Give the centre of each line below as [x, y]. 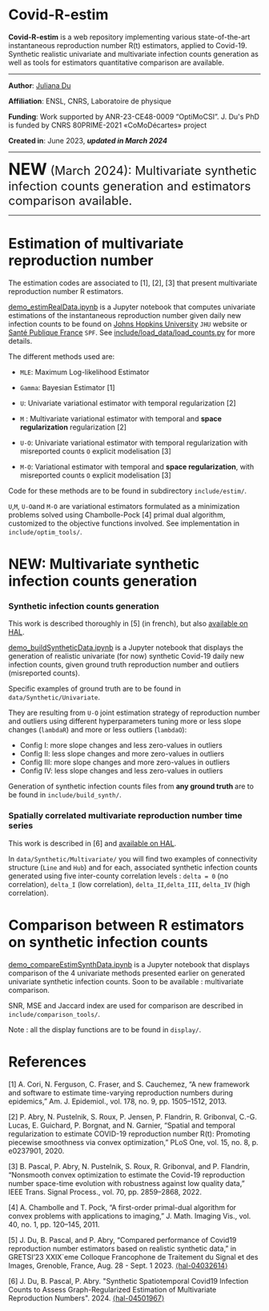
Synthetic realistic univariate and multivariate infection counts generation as [133, 54]
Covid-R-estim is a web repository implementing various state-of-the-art [129, 37]
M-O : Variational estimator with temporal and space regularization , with [137, 466]
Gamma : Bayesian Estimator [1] [67, 387]
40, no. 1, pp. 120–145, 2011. [54, 1224]
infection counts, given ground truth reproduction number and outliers [124, 665]
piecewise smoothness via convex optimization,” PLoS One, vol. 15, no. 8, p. [133, 1142]
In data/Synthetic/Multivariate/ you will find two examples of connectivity [133, 858]
